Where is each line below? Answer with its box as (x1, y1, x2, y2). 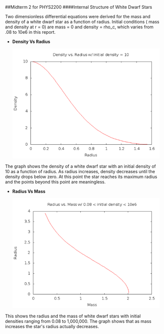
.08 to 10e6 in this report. (5, 29, 56, 35)
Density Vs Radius (12, 39, 50, 45)
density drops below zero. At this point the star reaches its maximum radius (5, 174, 158, 180)
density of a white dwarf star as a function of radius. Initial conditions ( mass (5, 19, 160, 24)
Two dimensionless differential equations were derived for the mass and (5, 14, 151, 19)
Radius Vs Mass (12, 188, 46, 195)
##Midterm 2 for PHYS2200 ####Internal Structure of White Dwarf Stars (5, 4, 153, 10)
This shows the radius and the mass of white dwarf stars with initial (5, 313, 141, 319)
